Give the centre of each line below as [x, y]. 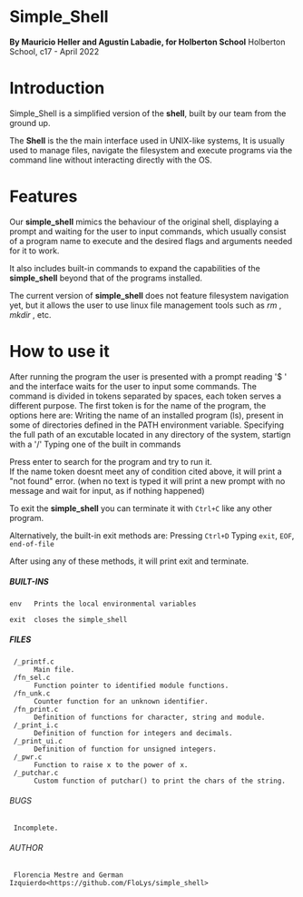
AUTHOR [26, 848]
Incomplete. [36, 828]
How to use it [60, 351]
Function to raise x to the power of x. [111, 764]
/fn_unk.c [32, 693]
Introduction [57, 89]
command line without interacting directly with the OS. [111, 160]
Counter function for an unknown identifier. [121, 701]
